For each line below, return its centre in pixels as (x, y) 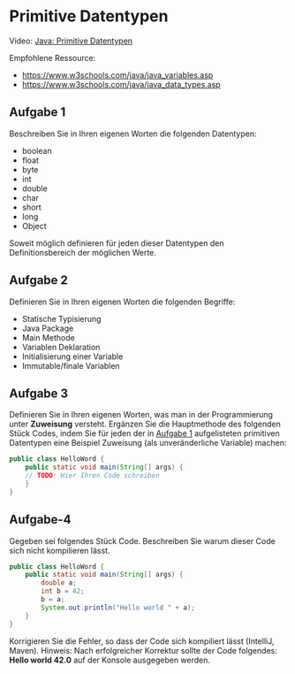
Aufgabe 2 (39, 280)
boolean (37, 150)
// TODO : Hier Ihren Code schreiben (93, 476)
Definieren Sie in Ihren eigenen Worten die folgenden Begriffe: (122, 302)
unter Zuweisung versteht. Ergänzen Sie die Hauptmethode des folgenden (145, 424)
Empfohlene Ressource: (53, 57)
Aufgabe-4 (40, 520)
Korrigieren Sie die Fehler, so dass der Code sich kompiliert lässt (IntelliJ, (142, 641)
